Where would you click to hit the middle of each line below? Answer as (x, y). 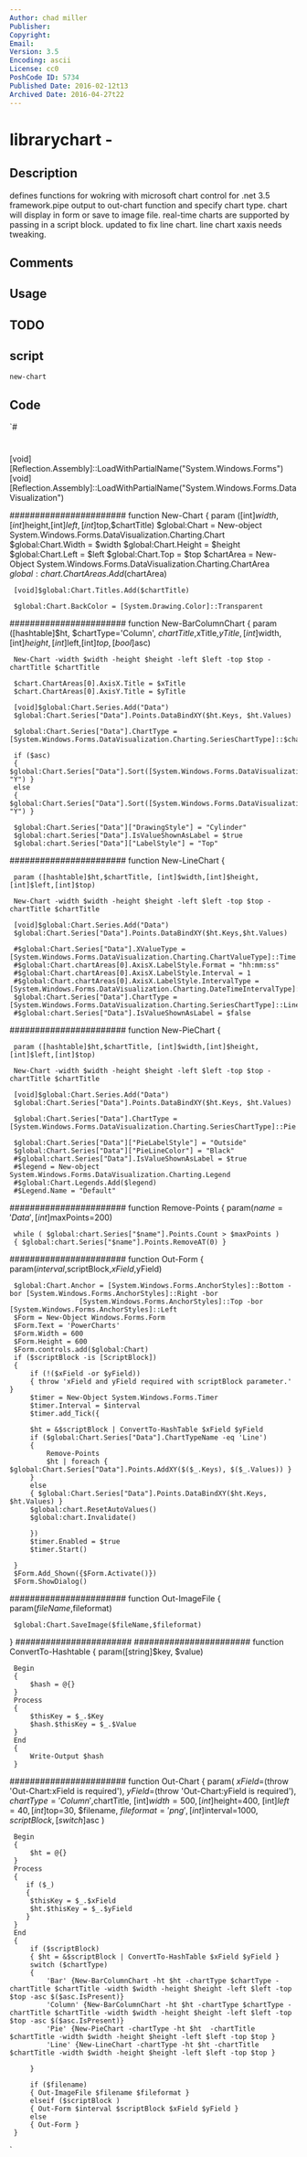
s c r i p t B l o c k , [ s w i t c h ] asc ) (57, 1821)
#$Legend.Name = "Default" (65, 1191)
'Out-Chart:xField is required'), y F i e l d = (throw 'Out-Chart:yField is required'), (153, 1791)
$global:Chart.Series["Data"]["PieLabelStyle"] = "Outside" (130, 1143)
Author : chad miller (49, 18)
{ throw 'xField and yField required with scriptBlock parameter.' (161, 1382)
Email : (22, 43)
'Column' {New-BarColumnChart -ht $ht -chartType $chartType (165, 2005)
